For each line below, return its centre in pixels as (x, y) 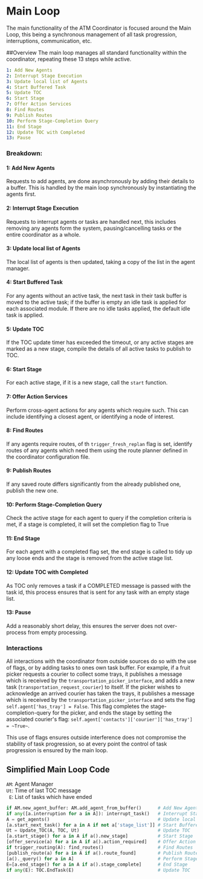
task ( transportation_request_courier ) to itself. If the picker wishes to (94, 687)
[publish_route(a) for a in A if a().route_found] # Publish (94, 853)
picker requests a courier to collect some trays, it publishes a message (94, 674)
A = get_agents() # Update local (101, 819)
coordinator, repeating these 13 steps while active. (69, 59)
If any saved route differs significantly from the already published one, (94, 484)
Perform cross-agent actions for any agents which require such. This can (98, 410)
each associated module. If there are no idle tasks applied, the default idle (98, 309)
